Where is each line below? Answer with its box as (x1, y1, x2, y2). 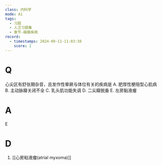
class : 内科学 (5, 7, 32, 12)
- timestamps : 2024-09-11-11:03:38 (9, 39, 82, 44)
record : (5, 35, 21, 40)
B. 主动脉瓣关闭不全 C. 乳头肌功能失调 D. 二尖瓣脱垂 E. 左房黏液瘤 (5, 87, 137, 93)
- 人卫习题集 (9, 25, 33, 30)
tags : (5, 16, 16, 21)
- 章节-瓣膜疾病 (9, 30, 38, 35)
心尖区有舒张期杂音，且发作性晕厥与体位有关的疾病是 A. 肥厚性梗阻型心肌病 (5, 81, 157, 87)
